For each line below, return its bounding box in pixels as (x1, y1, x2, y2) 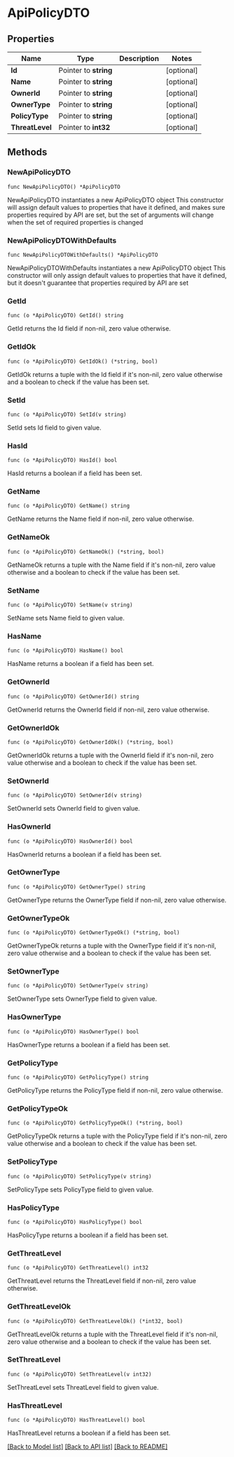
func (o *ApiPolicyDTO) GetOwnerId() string (7, 693, 139, 700)
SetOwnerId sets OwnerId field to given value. (7, 804, 140, 813)
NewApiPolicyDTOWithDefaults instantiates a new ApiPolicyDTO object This (7, 263, 226, 272)
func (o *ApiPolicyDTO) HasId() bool (7, 457, 118, 464)
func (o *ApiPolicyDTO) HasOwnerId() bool (7, 837, 133, 845)
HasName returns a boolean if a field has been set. (7, 660, 154, 668)
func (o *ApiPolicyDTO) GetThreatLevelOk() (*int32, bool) (7, 1317, 184, 1324)
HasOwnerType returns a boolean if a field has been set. (7, 1040, 170, 1049)
